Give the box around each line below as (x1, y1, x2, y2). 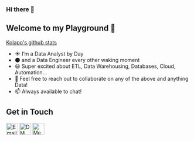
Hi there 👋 (6, 5, 35, 13)
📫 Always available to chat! (14, 88, 82, 95)
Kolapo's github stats (6, 39, 57, 46)
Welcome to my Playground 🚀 (6, 23, 116, 33)
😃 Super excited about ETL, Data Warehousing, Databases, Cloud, (14, 63, 176, 70)
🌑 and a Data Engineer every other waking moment (14, 56, 140, 63)
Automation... (14, 68, 47, 75)
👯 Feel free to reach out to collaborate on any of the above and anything (14, 75, 189, 82)
